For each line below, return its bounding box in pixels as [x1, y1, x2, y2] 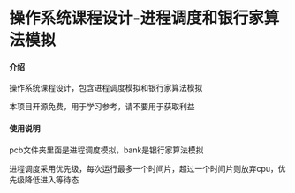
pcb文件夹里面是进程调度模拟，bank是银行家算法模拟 [9, 145, 204, 155]
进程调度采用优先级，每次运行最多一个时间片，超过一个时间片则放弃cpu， [9, 163, 278, 174]
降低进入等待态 [24, 174, 79, 185]
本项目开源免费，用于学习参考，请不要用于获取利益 [9, 101, 195, 112]
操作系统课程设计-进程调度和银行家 [9, 8, 265, 28]
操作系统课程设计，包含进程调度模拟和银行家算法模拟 [9, 83, 203, 93]
